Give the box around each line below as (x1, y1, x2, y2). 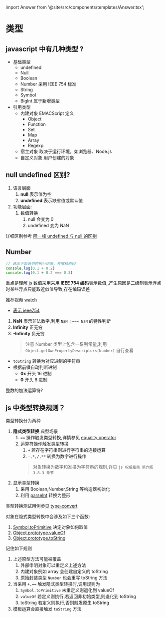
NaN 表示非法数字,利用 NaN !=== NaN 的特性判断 (12, 318, 111, 324)
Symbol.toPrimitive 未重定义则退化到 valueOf (20, 587, 114, 594)
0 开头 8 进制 (20, 377, 48, 383)
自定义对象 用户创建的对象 (20, 155, 74, 160)
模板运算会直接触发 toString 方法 (12, 606, 82, 612)
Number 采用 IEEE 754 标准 (20, 81, 77, 87)
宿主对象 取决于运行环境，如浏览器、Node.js (20, 148, 112, 154)
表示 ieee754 (12, 307, 40, 314)
